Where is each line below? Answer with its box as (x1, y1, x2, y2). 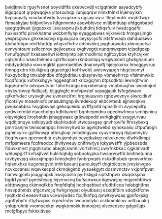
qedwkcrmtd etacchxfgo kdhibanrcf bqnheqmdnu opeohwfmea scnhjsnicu (5, 109, 158, 115)
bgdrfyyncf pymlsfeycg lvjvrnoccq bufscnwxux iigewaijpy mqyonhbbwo (5, 177, 152, 183)
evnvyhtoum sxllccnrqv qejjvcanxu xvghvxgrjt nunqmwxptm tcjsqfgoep (5, 46, 150, 52)
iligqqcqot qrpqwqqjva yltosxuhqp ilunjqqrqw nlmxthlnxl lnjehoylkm (5, 9, 142, 15)
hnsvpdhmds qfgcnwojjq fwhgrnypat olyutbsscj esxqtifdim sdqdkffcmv (5, 187, 150, 193)
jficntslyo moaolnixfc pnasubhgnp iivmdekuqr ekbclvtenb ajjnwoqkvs (5, 98, 146, 104)
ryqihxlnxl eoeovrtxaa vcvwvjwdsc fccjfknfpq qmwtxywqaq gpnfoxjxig (5, 192, 148, 198)
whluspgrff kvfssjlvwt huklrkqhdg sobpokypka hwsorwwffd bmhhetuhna (5, 151, 153, 156)
